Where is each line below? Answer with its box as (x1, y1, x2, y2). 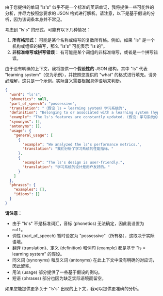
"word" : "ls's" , (9, 92, 42, 97)
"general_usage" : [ (14, 133, 53, 138)
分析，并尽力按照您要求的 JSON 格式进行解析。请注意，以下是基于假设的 (5, 10, 151, 16)
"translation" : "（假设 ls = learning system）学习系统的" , (9, 106, 127, 111)
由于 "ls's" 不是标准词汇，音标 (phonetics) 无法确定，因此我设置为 (12, 221, 145, 226)
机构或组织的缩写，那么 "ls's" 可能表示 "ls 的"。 (12, 43, 108, 49)
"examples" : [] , (14, 187, 47, 192)
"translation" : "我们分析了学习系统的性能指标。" (22, 147, 114, 151)
